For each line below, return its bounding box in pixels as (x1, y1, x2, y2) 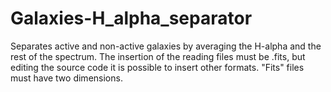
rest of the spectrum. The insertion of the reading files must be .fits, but (10, 50, 306, 62)
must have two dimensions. (10, 72, 123, 84)
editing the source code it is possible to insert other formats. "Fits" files (10, 61, 305, 73)
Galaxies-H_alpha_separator (10, 7, 253, 30)
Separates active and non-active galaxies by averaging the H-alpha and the (10, 40, 322, 52)
